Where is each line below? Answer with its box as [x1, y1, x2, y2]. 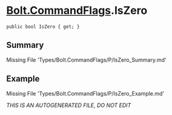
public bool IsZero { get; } [6, 24, 80, 30]
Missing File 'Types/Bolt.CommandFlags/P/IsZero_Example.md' [6, 90, 165, 97]
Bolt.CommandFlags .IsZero [6, 4, 148, 18]
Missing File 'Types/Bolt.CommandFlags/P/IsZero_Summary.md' [6, 56, 167, 64]
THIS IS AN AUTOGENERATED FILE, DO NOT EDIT [6, 101, 131, 109]
